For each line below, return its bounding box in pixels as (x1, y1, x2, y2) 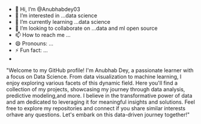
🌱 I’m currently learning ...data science (14, 18, 111, 25)
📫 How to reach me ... (14, 32, 71, 38)
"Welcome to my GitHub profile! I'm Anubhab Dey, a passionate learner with (6, 67, 194, 74)
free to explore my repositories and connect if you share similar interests (6, 105, 186, 111)
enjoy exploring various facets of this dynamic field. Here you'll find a (6, 79, 178, 86)
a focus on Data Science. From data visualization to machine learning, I (6, 73, 182, 80)
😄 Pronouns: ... (14, 40, 54, 47)
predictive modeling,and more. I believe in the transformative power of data (6, 92, 193, 99)
